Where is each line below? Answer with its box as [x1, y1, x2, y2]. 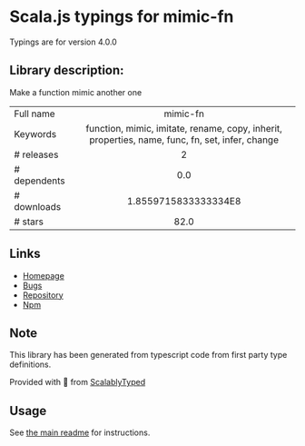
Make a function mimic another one [9, 86, 143, 97]
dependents [14, 174, 65, 187]
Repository [22, 289, 64, 301]
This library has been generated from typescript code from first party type [9, 350, 288, 361]
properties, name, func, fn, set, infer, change [89, 134, 280, 146]
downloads [14, 200, 62, 213]
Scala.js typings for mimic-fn [9, 6, 234, 27]
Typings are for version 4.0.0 [9, 36, 118, 47]
